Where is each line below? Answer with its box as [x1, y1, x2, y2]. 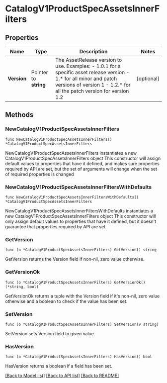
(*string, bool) [5, 284, 39, 289]
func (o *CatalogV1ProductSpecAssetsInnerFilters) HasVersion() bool [5, 354, 153, 360]
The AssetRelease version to [55, 57, 122, 63]
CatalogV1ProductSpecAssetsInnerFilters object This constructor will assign [5, 155, 161, 161]
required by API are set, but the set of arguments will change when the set [5, 166, 158, 172]
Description [79, 48, 108, 55]
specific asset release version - [55, 69, 130, 76]
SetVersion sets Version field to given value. [5, 330, 95, 336]
